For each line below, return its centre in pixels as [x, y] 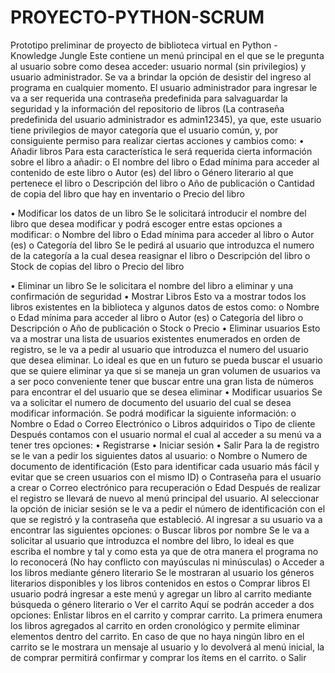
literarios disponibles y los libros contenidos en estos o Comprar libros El [160, 583]
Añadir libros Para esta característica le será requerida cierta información [161, 151]
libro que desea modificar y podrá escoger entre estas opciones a [146, 223]
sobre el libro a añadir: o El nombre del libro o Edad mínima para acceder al [165, 162]
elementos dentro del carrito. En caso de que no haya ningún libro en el [157, 636]
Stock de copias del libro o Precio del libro [97, 266]
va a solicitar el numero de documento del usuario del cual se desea [151, 402]
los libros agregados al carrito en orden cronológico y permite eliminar [155, 625]
